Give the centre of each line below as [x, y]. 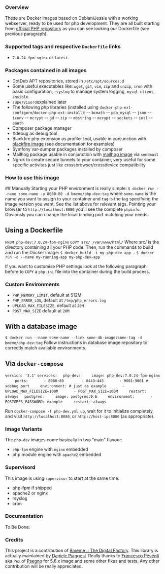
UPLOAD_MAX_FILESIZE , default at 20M [48, 306]
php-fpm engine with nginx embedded [50, 449]
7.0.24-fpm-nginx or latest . [40, 57]
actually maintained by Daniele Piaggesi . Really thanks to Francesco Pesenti [82, 556]
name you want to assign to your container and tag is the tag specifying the [82, 199]
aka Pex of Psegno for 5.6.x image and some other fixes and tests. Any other [82, 561]
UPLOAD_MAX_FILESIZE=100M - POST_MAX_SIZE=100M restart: [76, 391]
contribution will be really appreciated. [44, 566]
